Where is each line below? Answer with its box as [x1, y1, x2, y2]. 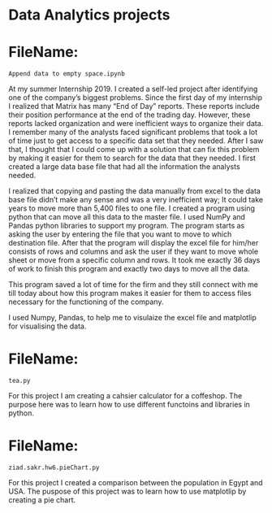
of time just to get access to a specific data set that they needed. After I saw [8, 136, 264, 146]
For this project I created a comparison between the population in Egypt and [8, 478, 263, 487]
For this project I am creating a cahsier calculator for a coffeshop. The [8, 391, 243, 401]
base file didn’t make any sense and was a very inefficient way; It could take [8, 195, 264, 205]
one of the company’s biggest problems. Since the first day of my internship [8, 93, 262, 102]
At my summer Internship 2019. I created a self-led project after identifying [8, 84, 258, 94]
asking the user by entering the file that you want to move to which [8, 229, 232, 239]
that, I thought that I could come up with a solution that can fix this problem [8, 145, 260, 154]
